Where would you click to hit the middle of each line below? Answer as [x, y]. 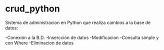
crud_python [32, 9]
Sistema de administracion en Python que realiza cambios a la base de [78, 22]
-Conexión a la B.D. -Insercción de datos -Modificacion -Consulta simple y [82, 37]
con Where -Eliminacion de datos [39, 42]
